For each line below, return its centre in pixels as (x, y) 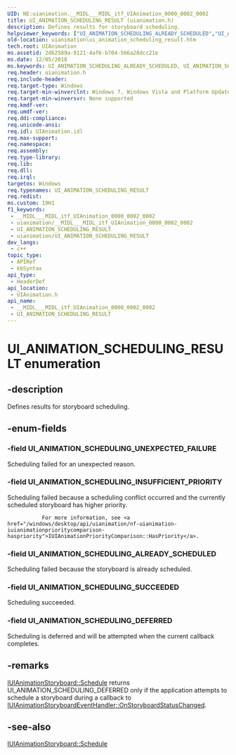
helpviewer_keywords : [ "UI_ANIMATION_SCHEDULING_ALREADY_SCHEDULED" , (111, 33)
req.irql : (22, 177)
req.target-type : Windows (45, 86)
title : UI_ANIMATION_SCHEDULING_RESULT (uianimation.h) (91, 20)
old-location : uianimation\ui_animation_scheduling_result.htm (102, 40)
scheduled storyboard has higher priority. (67, 505)
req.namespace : (29, 145)
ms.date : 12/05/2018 (38, 60)
